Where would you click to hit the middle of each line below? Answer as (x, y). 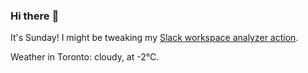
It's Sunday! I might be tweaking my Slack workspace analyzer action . (154, 38)
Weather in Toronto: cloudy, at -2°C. (85, 57)
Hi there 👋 (35, 16)
